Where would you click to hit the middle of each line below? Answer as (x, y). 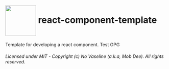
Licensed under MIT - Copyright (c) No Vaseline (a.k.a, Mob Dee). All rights (85, 56)
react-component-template (98, 20)
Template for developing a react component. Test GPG (63, 44)
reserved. (15, 61)
